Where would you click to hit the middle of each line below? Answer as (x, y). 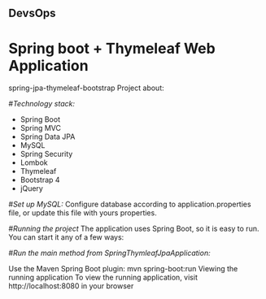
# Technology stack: (42, 104)
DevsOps (32, 13)
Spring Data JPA (48, 136)
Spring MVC (41, 128)
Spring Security (46, 154)
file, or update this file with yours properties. (83, 213)
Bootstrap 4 (40, 180)
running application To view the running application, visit (103, 277)
